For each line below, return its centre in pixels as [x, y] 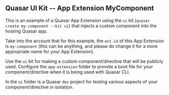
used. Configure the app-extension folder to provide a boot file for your [79, 66]
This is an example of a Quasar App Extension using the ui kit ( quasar [78, 20]
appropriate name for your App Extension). [50, 51]
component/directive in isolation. [39, 87]
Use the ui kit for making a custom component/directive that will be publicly [84, 61]
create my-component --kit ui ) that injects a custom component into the [81, 26]
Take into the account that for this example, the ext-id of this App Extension [85, 41]
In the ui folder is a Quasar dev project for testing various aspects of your [81, 81]
